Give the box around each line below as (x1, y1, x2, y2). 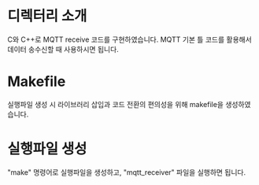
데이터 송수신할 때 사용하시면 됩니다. (7, 44, 119, 54)
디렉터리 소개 (7, 7, 87, 25)
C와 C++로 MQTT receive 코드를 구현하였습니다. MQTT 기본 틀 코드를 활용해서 (7, 35, 253, 44)
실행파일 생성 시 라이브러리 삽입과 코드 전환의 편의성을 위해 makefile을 (7, 99, 224, 109)
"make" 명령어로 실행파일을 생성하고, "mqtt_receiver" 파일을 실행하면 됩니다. (7, 167, 246, 177)
